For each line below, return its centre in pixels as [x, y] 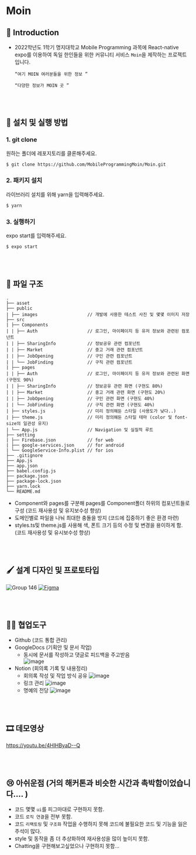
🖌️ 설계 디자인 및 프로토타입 [53, 570]
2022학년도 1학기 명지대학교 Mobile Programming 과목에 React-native [97, 47]
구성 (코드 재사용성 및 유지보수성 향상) [58, 510]
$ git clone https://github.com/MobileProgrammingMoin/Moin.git [86, 164]
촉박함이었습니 [166, 783]
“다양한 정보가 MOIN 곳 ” [42, 86]
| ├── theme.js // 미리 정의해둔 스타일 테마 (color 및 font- [97, 417]
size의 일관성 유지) [27, 423]
